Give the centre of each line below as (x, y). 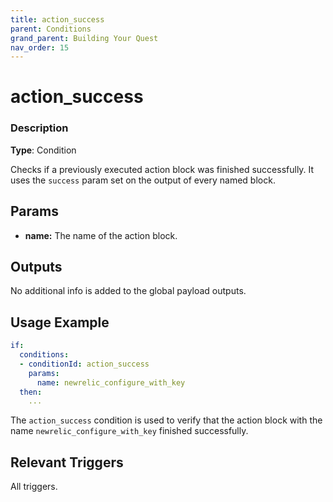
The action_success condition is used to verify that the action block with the (166, 420)
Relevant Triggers (67, 462)
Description (39, 128)
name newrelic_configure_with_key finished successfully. (129, 431)
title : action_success (57, 19)
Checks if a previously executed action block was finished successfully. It (162, 169)
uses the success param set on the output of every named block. (143, 180)
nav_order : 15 (40, 47)
